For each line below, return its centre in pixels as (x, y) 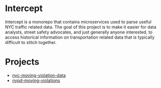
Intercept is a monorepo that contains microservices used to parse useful (78, 22)
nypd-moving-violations (36, 80)
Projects (22, 62)
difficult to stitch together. (31, 42)
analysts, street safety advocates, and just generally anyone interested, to (79, 32)
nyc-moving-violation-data (39, 75)
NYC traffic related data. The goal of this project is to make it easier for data (81, 27)
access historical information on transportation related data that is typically (80, 37)
